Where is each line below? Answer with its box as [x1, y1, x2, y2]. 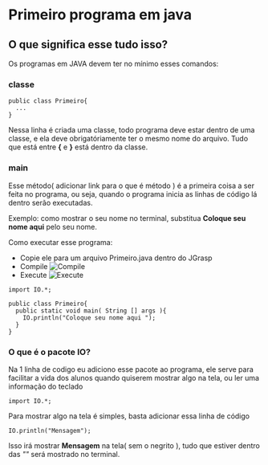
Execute [19, 270, 47, 279]
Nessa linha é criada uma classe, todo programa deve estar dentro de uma [8, 125, 255, 135]
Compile [19, 261, 48, 271]
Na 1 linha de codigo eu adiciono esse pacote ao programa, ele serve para [8, 364, 254, 374]
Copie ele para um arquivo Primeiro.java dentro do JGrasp [19, 253, 213, 263]
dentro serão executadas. [8, 198, 93, 207]
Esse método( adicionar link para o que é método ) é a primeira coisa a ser [8, 181, 255, 190]
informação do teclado [8, 381, 83, 391]
